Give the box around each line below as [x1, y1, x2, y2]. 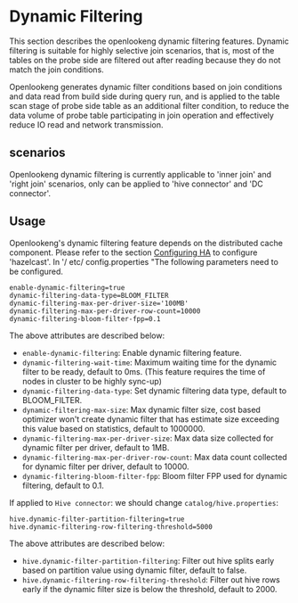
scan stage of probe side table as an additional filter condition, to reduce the [9, 100, 290, 111]
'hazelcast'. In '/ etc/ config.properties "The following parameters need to [9, 256, 278, 267]
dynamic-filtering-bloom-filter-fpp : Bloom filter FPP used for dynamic [21, 470, 287, 481]
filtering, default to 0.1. [21, 480, 104, 491]
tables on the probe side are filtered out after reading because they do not [9, 54, 281, 65]
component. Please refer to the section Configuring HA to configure [9, 247, 258, 258]
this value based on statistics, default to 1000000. [21, 423, 205, 434]
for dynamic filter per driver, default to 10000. [21, 461, 189, 472]
